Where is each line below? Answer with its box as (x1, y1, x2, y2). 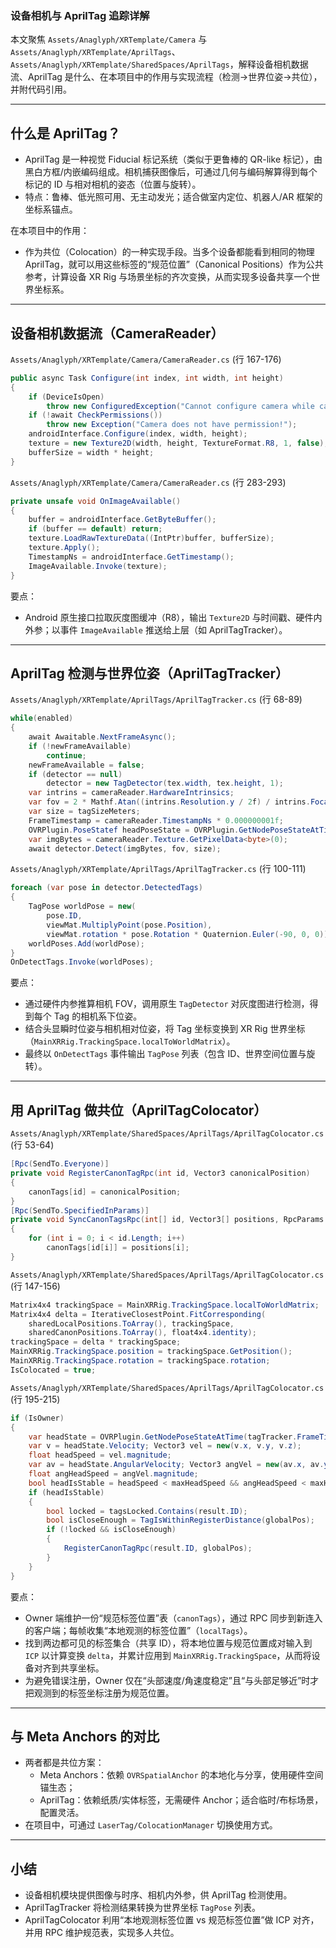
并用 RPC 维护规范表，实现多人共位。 (24, 1927, 180, 1939)
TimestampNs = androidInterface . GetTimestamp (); (28, 552, 235, 562)
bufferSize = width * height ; (28, 447, 155, 457)
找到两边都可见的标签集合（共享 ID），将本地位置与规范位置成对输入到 (24, 1637, 313, 1649)
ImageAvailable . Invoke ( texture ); (28, 561, 168, 571)
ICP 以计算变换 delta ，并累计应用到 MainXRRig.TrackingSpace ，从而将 (24, 1649, 312, 1661)
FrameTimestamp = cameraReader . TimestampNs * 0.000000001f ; (28, 815, 284, 826)
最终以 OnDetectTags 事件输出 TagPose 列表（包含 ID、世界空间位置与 (24, 1048, 307, 1060)
